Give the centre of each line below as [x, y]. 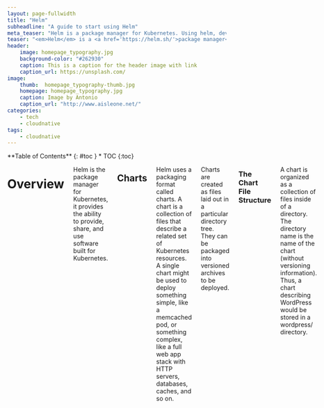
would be [294, 310]
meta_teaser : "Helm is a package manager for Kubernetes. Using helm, [112, 33]
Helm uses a [174, 170]
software [86, 243]
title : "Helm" [28, 20]
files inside [296, 199]
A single [168, 266]
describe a [171, 229]
